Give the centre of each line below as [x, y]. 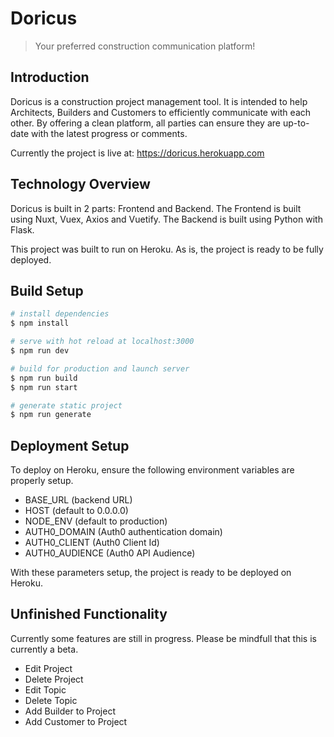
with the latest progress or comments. [109, 133]
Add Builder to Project [70, 711]
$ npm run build [44, 378]
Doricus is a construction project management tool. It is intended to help [159, 101]
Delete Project [54, 679]
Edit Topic [45, 689]
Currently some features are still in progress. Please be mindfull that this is [163, 638]
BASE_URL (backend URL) [78, 500]
